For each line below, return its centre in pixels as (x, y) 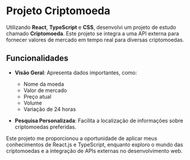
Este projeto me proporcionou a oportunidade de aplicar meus (82, 138)
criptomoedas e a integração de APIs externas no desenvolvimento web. (94, 151)
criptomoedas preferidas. (45, 127)
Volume (33, 103)
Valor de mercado (45, 90)
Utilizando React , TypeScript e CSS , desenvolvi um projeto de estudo (91, 27)
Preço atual (37, 96)
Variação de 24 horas (50, 109)
